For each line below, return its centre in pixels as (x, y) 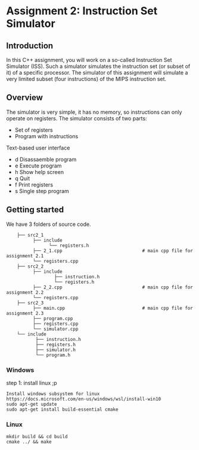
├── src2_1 (30, 235)
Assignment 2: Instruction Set (82, 11)
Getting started (35, 210)
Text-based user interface (38, 148)
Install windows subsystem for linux (53, 394)
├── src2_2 (30, 266)
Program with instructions (46, 136)
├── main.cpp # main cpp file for (113, 308)
